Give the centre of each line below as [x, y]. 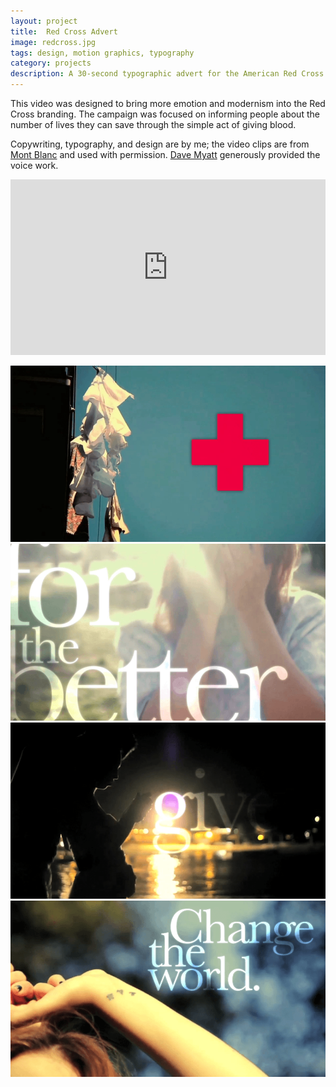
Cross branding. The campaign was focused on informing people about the [165, 114]
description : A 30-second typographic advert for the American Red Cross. [169, 74]
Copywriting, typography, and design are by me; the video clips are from [160, 144]
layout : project [44, 21]
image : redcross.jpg [53, 42]
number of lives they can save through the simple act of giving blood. [153, 124]
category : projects [51, 63]
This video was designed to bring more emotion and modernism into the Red [168, 103]
